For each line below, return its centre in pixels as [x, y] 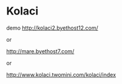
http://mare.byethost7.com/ [40, 51]
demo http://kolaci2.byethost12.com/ [52, 28]
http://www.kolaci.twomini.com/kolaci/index [61, 74]
